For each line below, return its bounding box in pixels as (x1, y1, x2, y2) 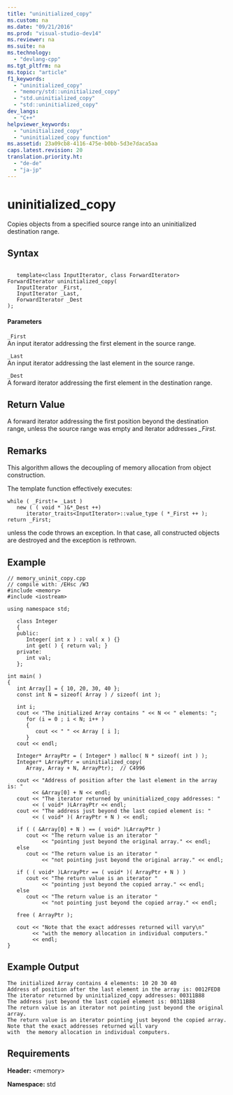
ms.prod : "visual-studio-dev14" (7, 29, 101, 37)
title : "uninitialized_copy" (7, 10, 92, 17)
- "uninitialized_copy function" (13, 134, 111, 141)
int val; (25, 655, 52, 662)
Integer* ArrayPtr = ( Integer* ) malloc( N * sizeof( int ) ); (16, 753, 209, 760)
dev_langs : (7, 108, 39, 115)
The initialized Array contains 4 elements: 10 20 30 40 (7, 980, 177, 987)
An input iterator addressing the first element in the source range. (7, 339, 196, 347)
